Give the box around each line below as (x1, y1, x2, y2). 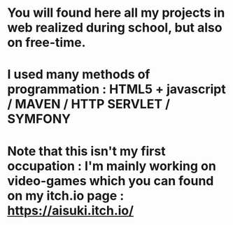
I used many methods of (7, 66, 150, 82)
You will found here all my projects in (7, 5, 225, 21)
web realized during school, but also (7, 20, 223, 36)
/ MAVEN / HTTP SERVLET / (7, 96, 170, 112)
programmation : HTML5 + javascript (7, 82, 226, 97)
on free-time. (7, 35, 86, 50)
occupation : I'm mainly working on (7, 158, 217, 174)
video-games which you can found (7, 173, 214, 189)
